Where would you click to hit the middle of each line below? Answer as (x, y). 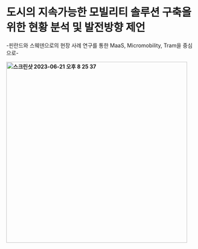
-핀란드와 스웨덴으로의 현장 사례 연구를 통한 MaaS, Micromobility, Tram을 (94, 45)
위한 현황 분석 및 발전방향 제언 (76, 27)
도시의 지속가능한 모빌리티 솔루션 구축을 (99, 12)
